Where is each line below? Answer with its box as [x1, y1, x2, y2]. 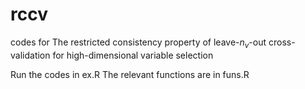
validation [10, 49, 51, 61]
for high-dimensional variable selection [52, 49, 214, 61]
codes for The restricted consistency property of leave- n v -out [10, 36, 267, 50]
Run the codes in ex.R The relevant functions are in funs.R [10, 68, 250, 80]
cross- [268, 36, 296, 48]
